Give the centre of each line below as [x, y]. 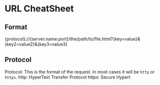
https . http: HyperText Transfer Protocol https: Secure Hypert [68, 77]
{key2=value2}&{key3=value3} [36, 44]
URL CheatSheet [39, 9]
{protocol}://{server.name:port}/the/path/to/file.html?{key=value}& [73, 39]
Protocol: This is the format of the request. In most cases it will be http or [80, 72]
